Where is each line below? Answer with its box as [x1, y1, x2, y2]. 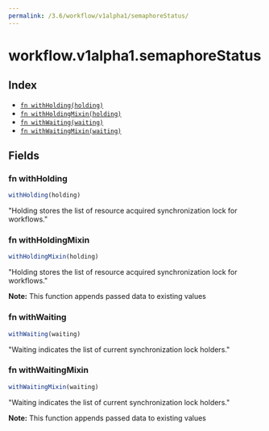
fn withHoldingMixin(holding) [19, 110, 122, 118]
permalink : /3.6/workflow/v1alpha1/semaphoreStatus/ [8, 11, 189, 20]
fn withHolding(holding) [19, 102, 104, 110]
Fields [8, 149, 40, 163]
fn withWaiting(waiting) [19, 118, 104, 126]
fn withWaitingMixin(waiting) [19, 126, 122, 135]
